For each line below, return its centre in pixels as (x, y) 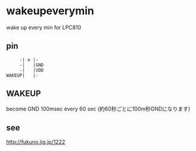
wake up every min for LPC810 (44, 27)
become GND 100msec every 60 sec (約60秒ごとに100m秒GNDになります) (98, 109)
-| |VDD (32, 70)
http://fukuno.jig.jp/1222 (36, 142)
